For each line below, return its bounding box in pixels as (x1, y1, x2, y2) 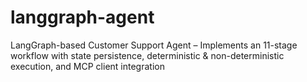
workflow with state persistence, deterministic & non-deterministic (10, 49, 285, 61)
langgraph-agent (10, 6, 155, 29)
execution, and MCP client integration (10, 60, 165, 72)
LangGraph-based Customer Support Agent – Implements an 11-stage (10, 39, 298, 51)
